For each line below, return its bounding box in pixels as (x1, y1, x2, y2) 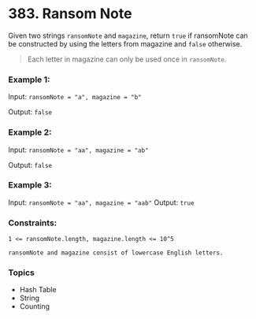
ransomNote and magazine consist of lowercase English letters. (8, 249, 224, 257)
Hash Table (19, 285, 57, 295)
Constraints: (8, 217, 58, 228)
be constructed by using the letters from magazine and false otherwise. (8, 39, 243, 48)
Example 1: (8, 74, 50, 85)
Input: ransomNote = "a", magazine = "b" (8, 92, 142, 102)
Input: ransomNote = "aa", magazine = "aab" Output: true (8, 198, 195, 207)
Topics (8, 267, 35, 278)
